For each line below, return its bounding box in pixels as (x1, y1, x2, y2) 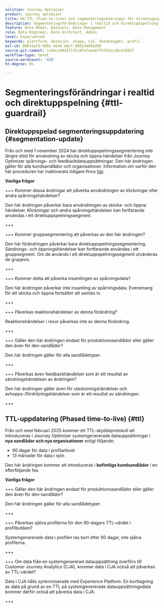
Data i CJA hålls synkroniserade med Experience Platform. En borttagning (5, 578, 153, 584)
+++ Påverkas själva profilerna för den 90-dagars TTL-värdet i (5, 520, 131, 525)
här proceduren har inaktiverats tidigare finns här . (5, 169, 105, 174)
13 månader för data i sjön (12, 453, 65, 458)
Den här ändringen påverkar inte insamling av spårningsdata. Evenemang (5, 285, 153, 291)
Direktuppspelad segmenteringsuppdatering (5, 127, 144, 135)
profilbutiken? (5, 525, 33, 531)
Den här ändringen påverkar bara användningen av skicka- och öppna (5, 202, 146, 208)
